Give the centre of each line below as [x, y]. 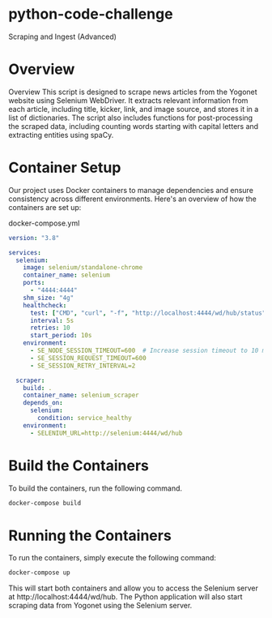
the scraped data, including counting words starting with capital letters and [134, 126]
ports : [34, 283]
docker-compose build [45, 503]
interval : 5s [52, 320]
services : [25, 252]
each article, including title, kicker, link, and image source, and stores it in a [134, 109]
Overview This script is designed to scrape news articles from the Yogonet [133, 92]
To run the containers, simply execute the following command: [113, 558]
